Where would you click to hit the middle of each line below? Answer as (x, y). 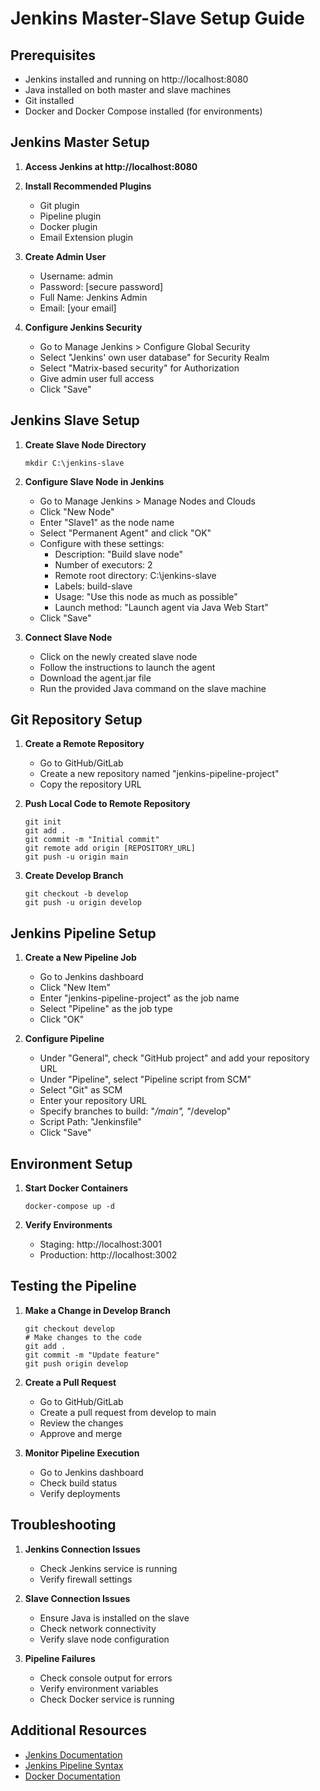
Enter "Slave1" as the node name (107, 522)
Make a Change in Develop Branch (97, 1310)
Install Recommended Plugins (88, 186)
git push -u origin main (76, 857)
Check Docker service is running (107, 1699)
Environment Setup (71, 1163)
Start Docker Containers (76, 1188)
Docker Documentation (72, 1776)
